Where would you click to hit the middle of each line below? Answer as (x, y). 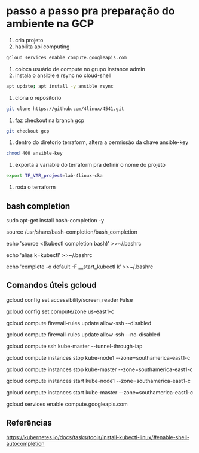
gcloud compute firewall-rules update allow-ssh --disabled (79, 323)
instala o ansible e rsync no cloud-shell (63, 75)
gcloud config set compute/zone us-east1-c (60, 311)
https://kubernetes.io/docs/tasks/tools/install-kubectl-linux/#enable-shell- (98, 437)
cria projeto (29, 40)
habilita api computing (42, 47)
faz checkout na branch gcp (50, 120)
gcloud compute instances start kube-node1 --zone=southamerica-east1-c (99, 381)
